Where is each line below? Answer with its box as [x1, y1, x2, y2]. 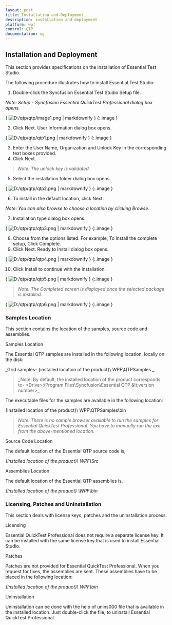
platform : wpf [5, 22, 36, 27]
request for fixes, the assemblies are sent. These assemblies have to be [5, 569, 158, 575]
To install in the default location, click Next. [12, 195, 104, 201]
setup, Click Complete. [12, 240, 62, 247]
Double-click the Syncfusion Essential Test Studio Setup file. [12, 89, 141, 96]
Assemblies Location [5, 468, 50, 474]
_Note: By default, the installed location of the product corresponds [17, 376, 161, 383]
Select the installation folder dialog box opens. [12, 175, 111, 181]
